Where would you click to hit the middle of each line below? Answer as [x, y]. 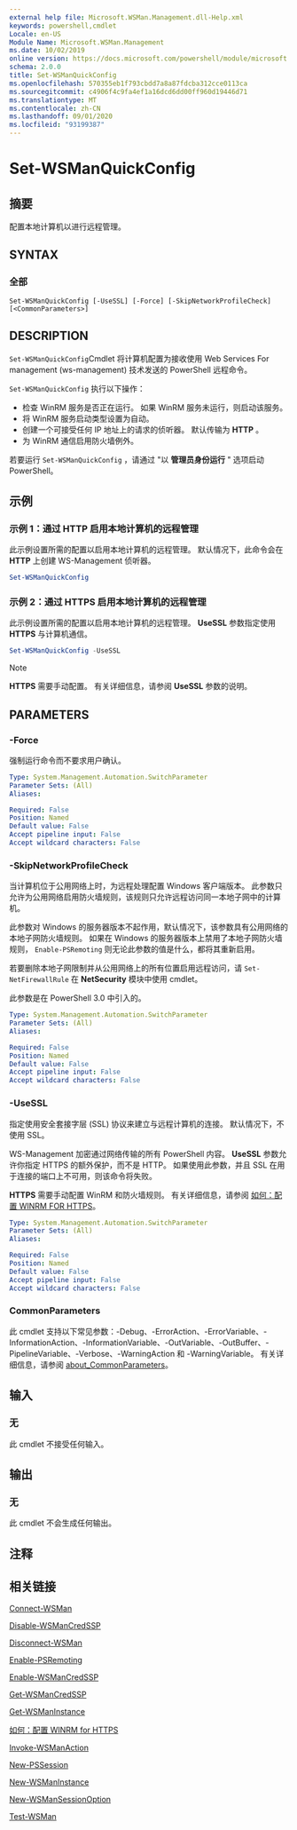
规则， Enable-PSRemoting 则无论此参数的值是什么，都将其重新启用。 [134, 949]
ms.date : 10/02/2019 [47, 51]
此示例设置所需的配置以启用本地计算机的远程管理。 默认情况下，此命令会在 [146, 550]
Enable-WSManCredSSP [54, 1677]
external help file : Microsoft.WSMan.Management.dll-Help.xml [126, 17]
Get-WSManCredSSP [48, 1695]
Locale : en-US [35, 34]
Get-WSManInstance [47, 1712]
